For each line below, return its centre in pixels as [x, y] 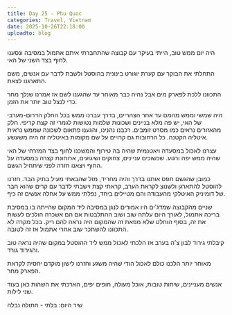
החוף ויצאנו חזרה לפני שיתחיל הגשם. [55, 165]
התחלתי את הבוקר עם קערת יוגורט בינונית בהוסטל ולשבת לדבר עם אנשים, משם [111, 74]
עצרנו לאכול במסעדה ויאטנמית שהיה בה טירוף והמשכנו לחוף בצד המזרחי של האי [112, 151]
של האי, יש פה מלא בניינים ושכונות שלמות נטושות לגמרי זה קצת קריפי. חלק [105, 123]
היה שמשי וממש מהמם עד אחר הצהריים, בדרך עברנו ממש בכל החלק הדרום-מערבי [115, 115]
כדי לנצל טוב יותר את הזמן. [42, 102]
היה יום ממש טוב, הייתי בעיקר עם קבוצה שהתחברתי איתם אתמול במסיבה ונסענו [111, 53]
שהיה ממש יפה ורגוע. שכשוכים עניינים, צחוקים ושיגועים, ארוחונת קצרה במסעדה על [114, 158]
